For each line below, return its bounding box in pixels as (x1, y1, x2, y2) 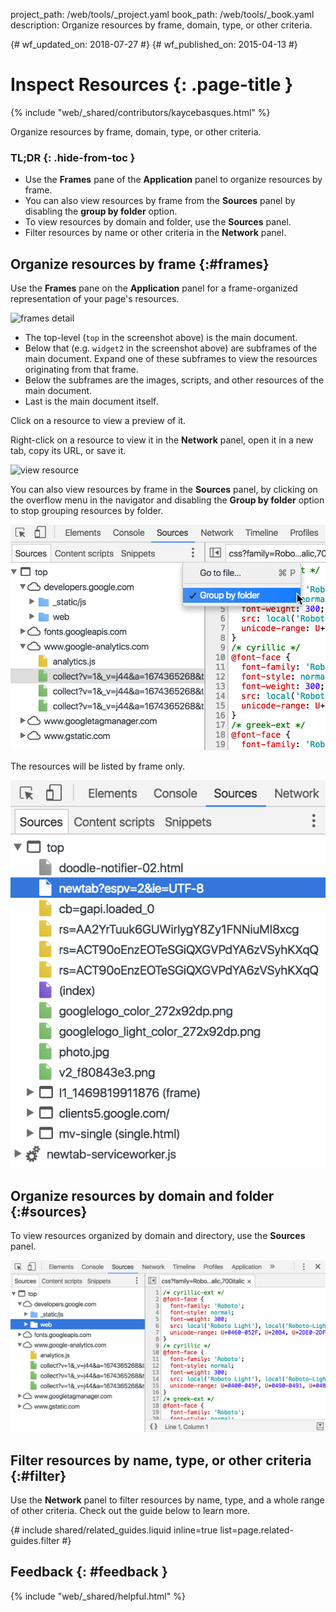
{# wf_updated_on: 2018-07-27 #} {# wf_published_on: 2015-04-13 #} (10, 39, 298, 50)
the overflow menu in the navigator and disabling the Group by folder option (10, 494, 325, 506)
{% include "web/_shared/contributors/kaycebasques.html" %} (10, 106, 271, 118)
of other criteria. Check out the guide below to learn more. (10, 1504, 251, 1516)
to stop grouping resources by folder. (10, 505, 164, 517)
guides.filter (10, 1534, 60, 1546)
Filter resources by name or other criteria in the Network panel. (24, 227, 287, 239)
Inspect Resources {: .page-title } (10, 74, 294, 96)
